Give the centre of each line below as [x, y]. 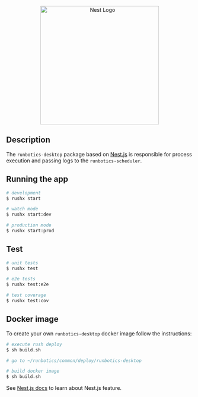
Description [28, 140]
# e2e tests [21, 279]
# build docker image [33, 371]
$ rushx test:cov [28, 301]
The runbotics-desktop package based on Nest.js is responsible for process [99, 154]
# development [24, 193]
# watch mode [22, 209]
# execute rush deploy [34, 344]
